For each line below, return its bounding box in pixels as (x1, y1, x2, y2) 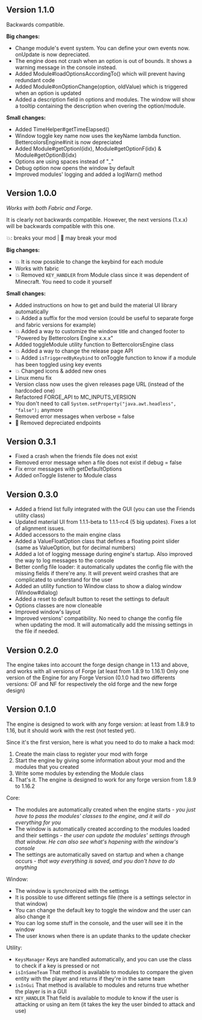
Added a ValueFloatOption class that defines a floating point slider (14, 538, 180, 545)
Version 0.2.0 (6, 645, 59, 655)
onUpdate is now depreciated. (14, 51, 90, 58)
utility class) (14, 512, 45, 519)
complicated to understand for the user (14, 576, 113, 583)
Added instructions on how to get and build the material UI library (14, 301, 178, 309)
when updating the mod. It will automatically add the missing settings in (14, 621, 193, 629)
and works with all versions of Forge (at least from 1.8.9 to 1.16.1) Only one (6, 668, 189, 675)
